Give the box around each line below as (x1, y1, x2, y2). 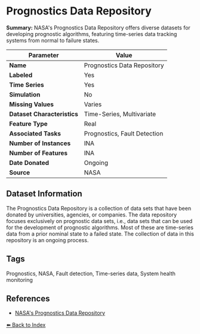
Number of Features (9, 149, 68, 157)
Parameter (28, 51, 59, 59)
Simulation (9, 90, 41, 98)
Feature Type (9, 119, 48, 128)
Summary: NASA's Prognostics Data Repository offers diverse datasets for (6, 24, 191, 31)
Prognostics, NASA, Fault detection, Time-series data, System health (6, 270, 176, 277)
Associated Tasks (9, 129, 61, 137)
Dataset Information (6, 189, 82, 199)
